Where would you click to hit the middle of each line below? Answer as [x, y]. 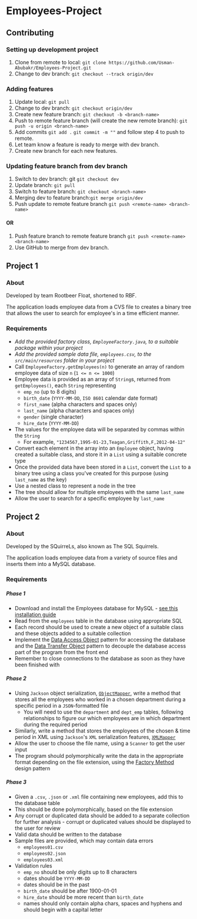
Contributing [30, 33]
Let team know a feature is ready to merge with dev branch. [87, 145]
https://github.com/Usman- [141, 63]
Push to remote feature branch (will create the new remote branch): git [101, 121]
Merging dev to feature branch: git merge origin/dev [79, 198]
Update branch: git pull [45, 185]
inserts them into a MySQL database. [51, 564]
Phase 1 [16, 593]
